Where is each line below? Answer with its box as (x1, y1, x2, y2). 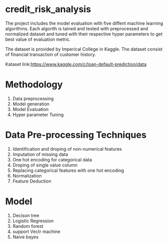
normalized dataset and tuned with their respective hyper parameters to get (5, 31, 163, 37)
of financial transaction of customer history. (5, 51, 96, 57)
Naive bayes (12, 233, 39, 240)
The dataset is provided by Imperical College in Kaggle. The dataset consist (5, 46, 163, 52)
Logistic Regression (12, 218, 54, 224)
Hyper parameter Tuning (12, 111, 64, 117)
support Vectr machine (12, 228, 61, 234)
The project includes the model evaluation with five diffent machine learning (5, 20, 163, 26)
